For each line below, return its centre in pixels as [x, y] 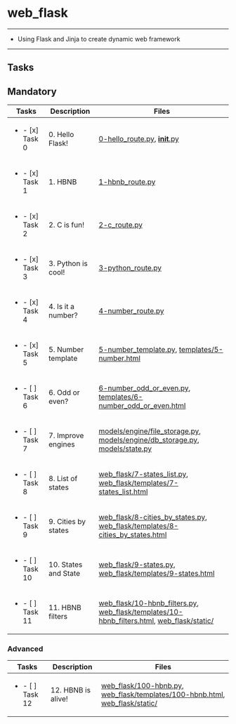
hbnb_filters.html [126, 621]
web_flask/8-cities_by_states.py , [153, 518]
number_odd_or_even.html [142, 406]
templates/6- [121, 397]
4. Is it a [62, 307]
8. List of [63, 479]
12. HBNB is [71, 690]
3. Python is [68, 263]
